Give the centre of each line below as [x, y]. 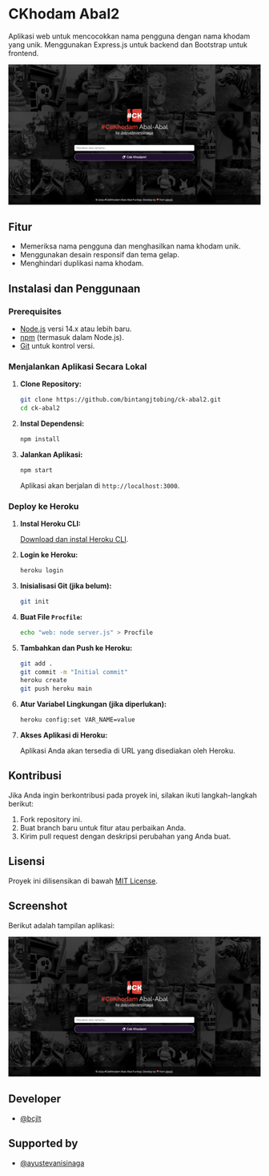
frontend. [24, 53]
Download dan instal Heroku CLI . [74, 540]
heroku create [43, 681]
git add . [36, 663]
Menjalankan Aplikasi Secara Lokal [78, 366]
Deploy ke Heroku [44, 506]
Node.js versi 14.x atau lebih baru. [76, 329]
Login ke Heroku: [49, 555]
